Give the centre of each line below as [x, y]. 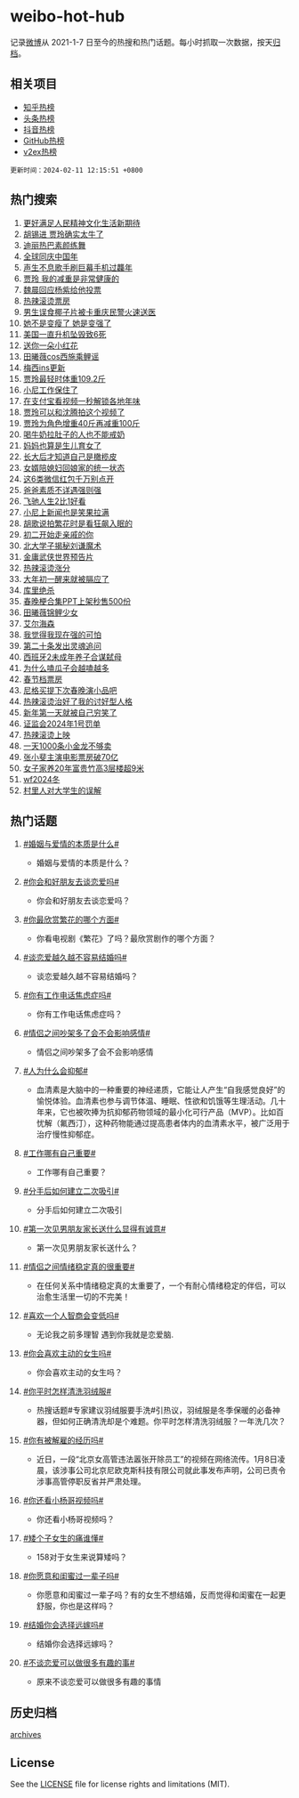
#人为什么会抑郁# [55, 1071]
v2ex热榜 [40, 151]
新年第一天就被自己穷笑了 [70, 712]
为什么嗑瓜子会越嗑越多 [66, 668]
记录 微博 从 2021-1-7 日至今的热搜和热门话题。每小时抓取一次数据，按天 [141, 42]
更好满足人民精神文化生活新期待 [81, 223]
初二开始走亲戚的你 [58, 534]
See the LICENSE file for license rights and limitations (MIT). [120, 1784]
